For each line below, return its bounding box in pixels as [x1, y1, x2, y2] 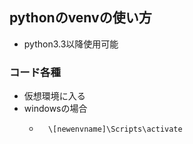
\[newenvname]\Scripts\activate [47, 124, 183, 135]
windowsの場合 [23, 103, 88, 115]
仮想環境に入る [23, 90, 86, 102]
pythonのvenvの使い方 [9, 9, 152, 27]
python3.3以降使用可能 [23, 38, 119, 50]
